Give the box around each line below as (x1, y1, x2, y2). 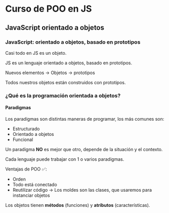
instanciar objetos (12, 192, 50, 198)
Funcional (12, 136, 33, 143)
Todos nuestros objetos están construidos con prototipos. (5, 79, 126, 85)
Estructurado (12, 126, 40, 132)
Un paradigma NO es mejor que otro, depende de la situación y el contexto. (5, 147, 163, 152)
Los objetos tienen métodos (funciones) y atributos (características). (5, 202, 150, 208)
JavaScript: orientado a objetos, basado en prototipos (5, 39, 141, 46)
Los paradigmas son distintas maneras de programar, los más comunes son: (5, 116, 164, 122)
